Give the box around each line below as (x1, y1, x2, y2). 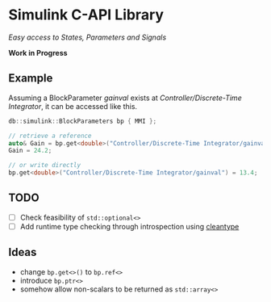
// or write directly (8, 161, 81, 170)
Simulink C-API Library (8, 6, 164, 24)
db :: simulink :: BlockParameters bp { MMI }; (8, 117, 157, 125)
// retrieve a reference (8, 132, 92, 140)
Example (8, 71, 53, 86)
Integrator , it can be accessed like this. (8, 101, 138, 111)
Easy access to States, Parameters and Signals (8, 32, 167, 42)
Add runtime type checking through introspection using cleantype (19, 221, 240, 231)
